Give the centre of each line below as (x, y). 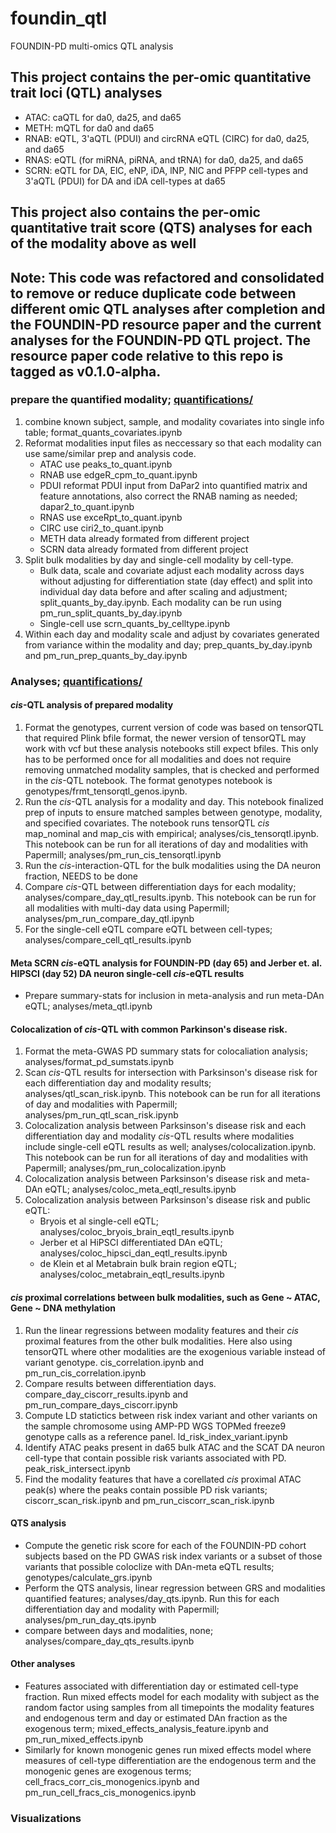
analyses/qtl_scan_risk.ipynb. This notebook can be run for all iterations (172, 1094)
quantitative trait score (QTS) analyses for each (161, 228)
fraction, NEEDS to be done (81, 876)
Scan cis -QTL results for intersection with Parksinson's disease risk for (171, 1073)
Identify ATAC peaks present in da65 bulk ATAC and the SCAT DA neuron (175, 1447)
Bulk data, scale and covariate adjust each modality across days (172, 570)
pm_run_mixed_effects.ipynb (84, 1739)
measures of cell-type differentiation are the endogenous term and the (170, 1760)
